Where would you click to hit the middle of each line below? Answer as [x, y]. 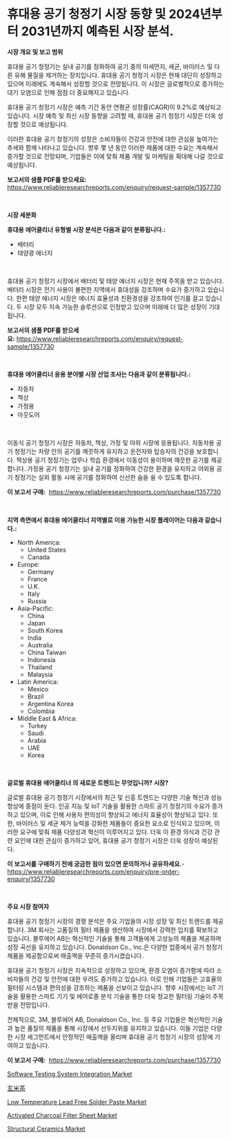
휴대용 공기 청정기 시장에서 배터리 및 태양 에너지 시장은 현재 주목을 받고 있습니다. [115, 281]
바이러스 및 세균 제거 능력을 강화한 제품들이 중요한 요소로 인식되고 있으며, [114, 823]
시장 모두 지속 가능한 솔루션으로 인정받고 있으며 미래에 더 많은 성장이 [115, 306]
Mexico [38, 689]
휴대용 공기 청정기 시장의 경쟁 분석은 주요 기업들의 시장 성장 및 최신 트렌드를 [109, 921]
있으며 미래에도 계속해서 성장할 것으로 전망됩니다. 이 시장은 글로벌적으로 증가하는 [116, 84]
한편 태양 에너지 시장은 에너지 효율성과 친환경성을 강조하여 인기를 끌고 [110, 298]
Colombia [41, 711]
